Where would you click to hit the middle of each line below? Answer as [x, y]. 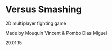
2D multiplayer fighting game [36, 23]
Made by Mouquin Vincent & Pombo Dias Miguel [56, 33]
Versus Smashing [43, 9]
